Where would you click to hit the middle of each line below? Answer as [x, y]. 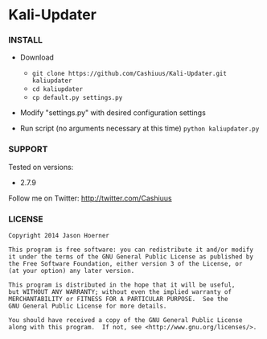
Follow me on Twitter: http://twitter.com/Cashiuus [90, 198]
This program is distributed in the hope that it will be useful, [122, 285]
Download [37, 57]
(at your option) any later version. [72, 271]
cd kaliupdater [57, 89]
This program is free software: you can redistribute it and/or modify [131, 250]
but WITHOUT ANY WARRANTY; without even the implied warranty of [120, 292]
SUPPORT [28, 149]
